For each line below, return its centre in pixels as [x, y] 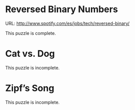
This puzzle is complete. [31, 33]
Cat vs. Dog [30, 54]
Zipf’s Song [30, 88]
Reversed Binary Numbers [62, 9]
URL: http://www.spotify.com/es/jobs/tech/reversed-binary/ [67, 23]
